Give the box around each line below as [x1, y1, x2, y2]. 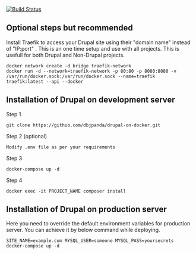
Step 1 [6, 110, 21, 117]
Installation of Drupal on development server [6, 95, 175, 105]
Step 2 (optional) [6, 132, 48, 140]
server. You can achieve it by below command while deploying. [6, 227, 160, 234]
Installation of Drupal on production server [6, 205, 167, 215]
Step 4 [6, 176, 23, 184]
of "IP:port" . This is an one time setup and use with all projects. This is [6, 45, 179, 52]
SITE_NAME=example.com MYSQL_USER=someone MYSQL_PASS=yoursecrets [6, 238, 174, 244]
